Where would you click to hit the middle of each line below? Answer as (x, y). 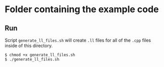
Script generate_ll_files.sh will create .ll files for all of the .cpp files (78, 40)
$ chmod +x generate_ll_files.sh (40, 55)
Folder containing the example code (82, 9)
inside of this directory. (29, 46)
